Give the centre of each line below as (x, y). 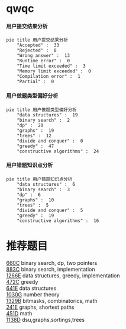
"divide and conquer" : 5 (50, 210)
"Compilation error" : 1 (49, 77)
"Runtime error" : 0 (43, 61)
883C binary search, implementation (51, 269)
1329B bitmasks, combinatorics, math (52, 300)
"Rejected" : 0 (37, 50)
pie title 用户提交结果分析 (37, 40)
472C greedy (22, 281)
